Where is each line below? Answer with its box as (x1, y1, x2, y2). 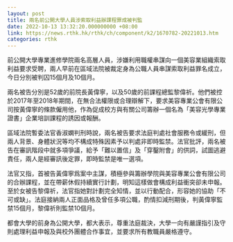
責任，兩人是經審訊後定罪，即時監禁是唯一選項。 (7, 155, 147, 163)
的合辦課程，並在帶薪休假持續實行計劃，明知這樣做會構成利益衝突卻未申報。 (7, 178, 226, 187)
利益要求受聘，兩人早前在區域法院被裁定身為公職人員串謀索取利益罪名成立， (7, 64, 226, 73)
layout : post (7, 10, 45, 17)
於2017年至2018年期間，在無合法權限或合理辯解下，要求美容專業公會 (7, 96, 205, 105)
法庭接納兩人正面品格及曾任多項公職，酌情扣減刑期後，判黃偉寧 (34, 196, 217, 204)
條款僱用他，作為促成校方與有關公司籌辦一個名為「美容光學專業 (43, 105, 226, 114)
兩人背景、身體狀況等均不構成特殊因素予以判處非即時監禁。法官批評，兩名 (7, 137, 220, 146)
